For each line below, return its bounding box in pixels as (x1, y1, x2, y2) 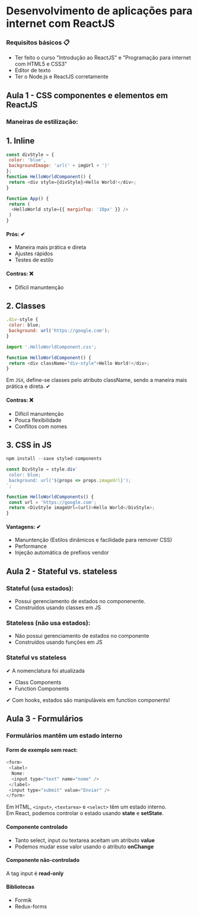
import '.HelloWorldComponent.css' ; (6, 344, 97, 350)
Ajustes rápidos (14, 250, 53, 257)
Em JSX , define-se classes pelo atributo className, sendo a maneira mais (6, 377, 187, 384)
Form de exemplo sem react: (6, 746, 78, 753)
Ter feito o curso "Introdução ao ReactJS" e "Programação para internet (14, 54, 191, 61)
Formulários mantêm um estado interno (6, 732, 123, 740)
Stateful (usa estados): (6, 584, 74, 593)
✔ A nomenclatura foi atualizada (6, 667, 85, 674)
